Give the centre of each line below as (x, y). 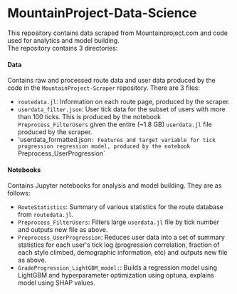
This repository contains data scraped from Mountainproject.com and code (118, 33)
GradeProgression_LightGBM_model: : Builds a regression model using (117, 268)
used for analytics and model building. (63, 40)
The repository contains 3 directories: (63, 48)
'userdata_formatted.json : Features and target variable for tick (116, 140)
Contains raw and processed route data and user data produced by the (111, 81)
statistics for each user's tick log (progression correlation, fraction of (118, 245)
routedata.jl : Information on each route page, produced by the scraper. (123, 102)
